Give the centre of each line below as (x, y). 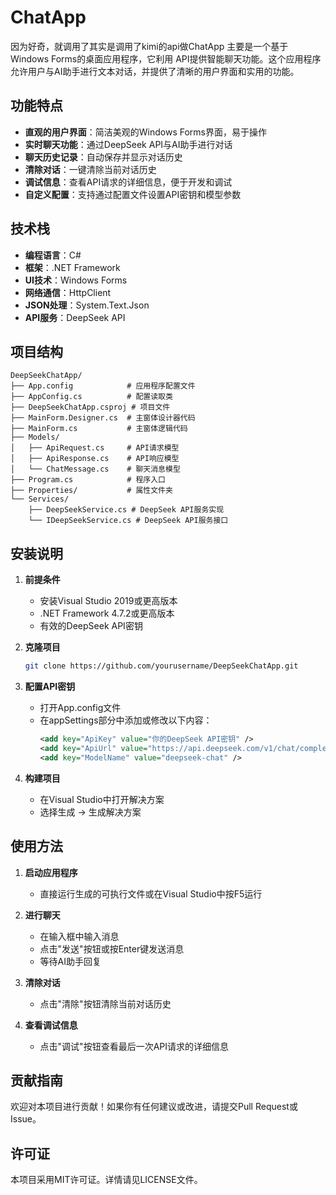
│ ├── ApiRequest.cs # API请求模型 (95, 448)
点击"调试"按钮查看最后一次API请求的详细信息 (134, 1046)
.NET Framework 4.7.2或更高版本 (107, 613)
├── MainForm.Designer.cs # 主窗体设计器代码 (103, 418)
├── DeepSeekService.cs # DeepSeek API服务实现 (126, 510)
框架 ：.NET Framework (72, 267)
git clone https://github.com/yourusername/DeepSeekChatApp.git (161, 666)
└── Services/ (40, 499)
